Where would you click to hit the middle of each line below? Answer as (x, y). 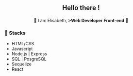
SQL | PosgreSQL (29, 59)
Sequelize (22, 64)
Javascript (22, 49)
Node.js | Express (29, 54)
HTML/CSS (23, 43)
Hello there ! (81, 8)
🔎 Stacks (15, 33)
